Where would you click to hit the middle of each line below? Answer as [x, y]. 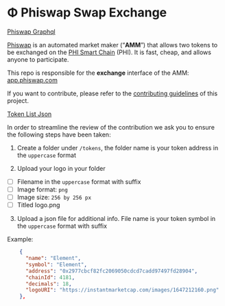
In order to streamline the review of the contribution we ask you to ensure [111, 127]
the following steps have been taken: [59, 134]
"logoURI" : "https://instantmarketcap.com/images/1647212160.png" [122, 290]
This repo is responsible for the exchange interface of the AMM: [98, 73]
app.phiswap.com [33, 80]
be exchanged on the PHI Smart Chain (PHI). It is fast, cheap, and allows [109, 52]
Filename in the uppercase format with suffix [79, 181]
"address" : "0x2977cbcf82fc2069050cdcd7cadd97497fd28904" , [111, 271]
